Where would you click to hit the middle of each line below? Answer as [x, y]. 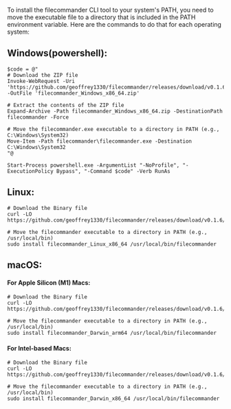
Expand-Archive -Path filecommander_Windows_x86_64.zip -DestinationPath [115, 111]
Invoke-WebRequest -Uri [41, 81]
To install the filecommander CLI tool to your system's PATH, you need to [111, 10]
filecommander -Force [38, 117]
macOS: [25, 265]
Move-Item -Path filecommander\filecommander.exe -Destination [100, 141]
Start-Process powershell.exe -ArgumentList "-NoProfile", [93, 165]
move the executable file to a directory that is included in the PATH [101, 17]
